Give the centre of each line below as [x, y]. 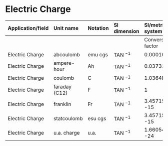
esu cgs [97, 118]
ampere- [64, 63]
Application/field [28, 28]
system [153, 31]
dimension [126, 31]
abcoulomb [66, 54]
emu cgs [98, 54]
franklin [62, 104]
